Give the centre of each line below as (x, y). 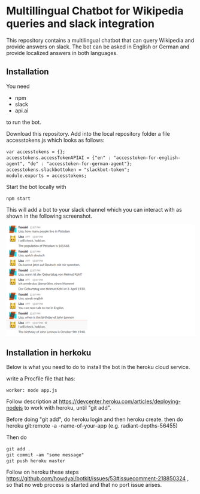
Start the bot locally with (37, 187)
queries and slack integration (80, 24)
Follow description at (32, 401)
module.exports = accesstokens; (46, 176)
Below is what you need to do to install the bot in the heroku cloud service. (98, 367)
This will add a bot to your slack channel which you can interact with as (94, 209)
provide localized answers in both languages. (62, 53)
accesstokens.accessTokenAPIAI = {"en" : (59, 158)
